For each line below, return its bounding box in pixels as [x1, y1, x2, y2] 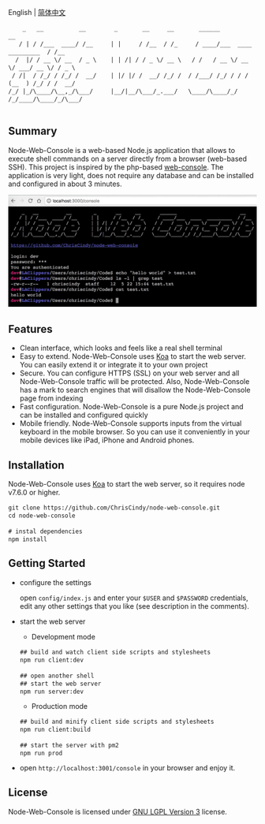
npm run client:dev [19, 656, 84, 664]
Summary [8, 125, 58, 138]
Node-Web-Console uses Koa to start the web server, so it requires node [8, 479, 245, 489]
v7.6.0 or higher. [8, 488, 61, 498]
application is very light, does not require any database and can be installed [8, 170, 254, 180]
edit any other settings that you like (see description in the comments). [19, 601, 250, 610]
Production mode [31, 701, 88, 710]
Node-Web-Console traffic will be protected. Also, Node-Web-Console [19, 377, 250, 386]
